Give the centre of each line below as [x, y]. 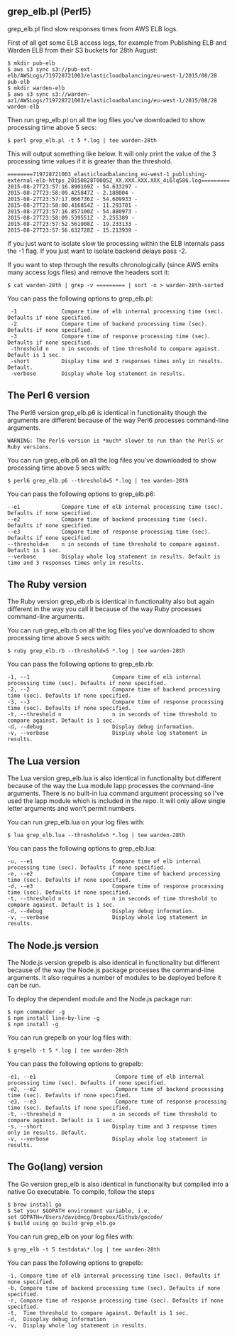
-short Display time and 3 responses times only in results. [117, 361]
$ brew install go [34, 1205]
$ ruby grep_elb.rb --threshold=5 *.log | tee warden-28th [97, 651]
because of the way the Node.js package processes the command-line [111, 970]
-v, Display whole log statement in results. [77, 1325]
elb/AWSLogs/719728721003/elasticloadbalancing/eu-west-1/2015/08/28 [112, 75]
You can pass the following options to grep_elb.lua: [82, 849]
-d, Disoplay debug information [57, 1319]
